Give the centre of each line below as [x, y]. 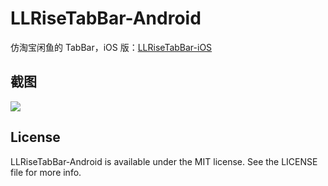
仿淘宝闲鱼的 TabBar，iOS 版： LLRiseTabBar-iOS [111, 47]
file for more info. [46, 172]
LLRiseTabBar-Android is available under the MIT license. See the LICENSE [164, 161]
